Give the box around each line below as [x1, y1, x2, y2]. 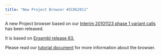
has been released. [5, 25, 44, 32]
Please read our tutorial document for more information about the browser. [5, 44, 156, 50]
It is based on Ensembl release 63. [5, 35, 75, 41]
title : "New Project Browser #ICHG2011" [5, 7, 89, 12]
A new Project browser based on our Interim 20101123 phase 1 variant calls [5, 20, 156, 26]
